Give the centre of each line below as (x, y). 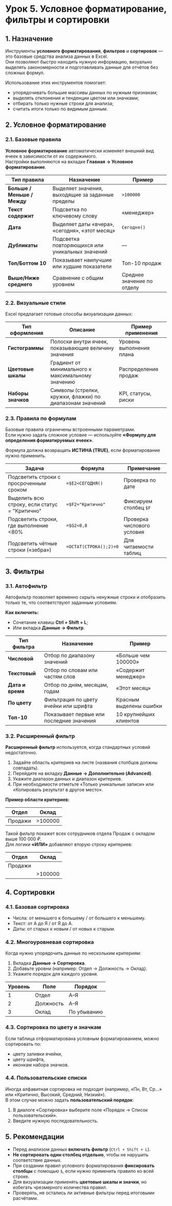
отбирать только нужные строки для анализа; (63, 103)
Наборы (18, 393)
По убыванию (86, 1012)
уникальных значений (80, 251)
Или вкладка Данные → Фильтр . (49, 628)
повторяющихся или (78, 245)
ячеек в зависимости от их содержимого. (51, 156)
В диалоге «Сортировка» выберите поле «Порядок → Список (80, 1110)
